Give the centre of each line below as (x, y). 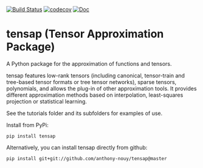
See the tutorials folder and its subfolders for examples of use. (84, 113)
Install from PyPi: (27, 125)
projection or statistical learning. (46, 101)
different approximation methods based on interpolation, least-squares (95, 95)
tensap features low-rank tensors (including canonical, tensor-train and (96, 75)
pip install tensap (31, 136)
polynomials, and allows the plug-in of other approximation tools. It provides (101, 88)
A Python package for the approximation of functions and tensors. (89, 63)
